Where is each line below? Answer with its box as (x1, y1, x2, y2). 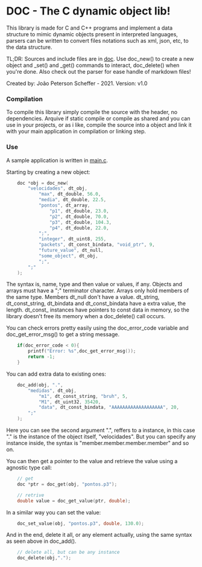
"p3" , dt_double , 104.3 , (49, 219, 112, 225)
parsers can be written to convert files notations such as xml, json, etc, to (6, 37, 189, 44)
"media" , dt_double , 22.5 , (38, 197, 107, 203)
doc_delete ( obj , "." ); (17, 555, 71, 561)
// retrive (17, 492, 45, 498)
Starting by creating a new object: (6, 168, 90, 176)
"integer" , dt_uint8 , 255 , (38, 236, 107, 242)
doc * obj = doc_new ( (17, 180, 69, 186)
